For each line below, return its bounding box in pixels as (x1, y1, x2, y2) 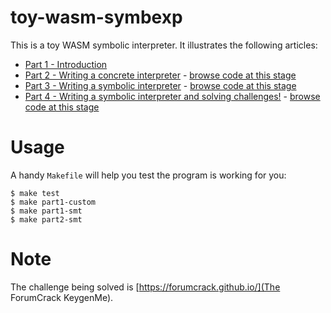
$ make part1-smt (10, 206, 83, 216)
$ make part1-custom (10, 197, 97, 207)
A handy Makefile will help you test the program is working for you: (10, 169, 287, 181)
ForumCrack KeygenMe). (10, 291, 114, 303)
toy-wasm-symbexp (10, 6, 183, 29)
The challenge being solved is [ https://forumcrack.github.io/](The (10, 281, 281, 293)
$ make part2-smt (10, 214, 83, 225)
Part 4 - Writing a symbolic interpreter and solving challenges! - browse (24, 90, 321, 102)
